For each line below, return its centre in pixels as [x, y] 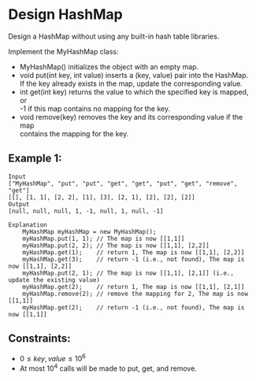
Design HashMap [66, 15]
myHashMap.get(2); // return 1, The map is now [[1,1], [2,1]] [134, 287]
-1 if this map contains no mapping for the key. [95, 109]
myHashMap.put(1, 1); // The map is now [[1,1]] [104, 239]
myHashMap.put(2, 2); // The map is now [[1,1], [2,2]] [116, 246]
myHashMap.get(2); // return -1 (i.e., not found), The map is [134, 307]
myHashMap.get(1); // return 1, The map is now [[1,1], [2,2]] [134, 252]
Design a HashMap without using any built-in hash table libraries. [114, 36]
